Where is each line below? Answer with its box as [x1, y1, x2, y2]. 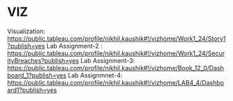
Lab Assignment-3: [80, 56, 135, 64]
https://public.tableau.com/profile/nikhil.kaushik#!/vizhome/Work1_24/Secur [7, 49, 225, 57]
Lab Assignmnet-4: [67, 71, 123, 80]
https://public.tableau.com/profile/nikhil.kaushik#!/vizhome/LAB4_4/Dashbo [7, 78, 224, 86]
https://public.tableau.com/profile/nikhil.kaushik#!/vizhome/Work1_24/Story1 [7, 34, 226, 42]
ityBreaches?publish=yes [7, 56, 80, 64]
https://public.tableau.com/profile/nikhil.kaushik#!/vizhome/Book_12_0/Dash [7, 64, 224, 72]
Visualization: [7, 27, 46, 35]
